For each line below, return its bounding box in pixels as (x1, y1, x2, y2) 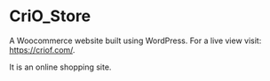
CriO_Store (9, 6, 91, 26)
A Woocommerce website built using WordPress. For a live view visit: (9, 35, 262, 46)
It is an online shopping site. (9, 62, 112, 72)
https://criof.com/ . (9, 44, 75, 55)
